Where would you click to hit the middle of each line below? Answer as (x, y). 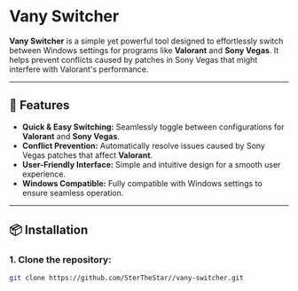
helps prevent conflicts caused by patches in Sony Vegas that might (133, 59)
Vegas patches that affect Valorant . (87, 155)
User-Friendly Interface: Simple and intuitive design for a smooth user (151, 164)
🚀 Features (39, 105)
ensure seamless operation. (73, 193)
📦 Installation (49, 230)
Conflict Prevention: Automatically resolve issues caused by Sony (144, 145)
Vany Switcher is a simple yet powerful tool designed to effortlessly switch (146, 41)
